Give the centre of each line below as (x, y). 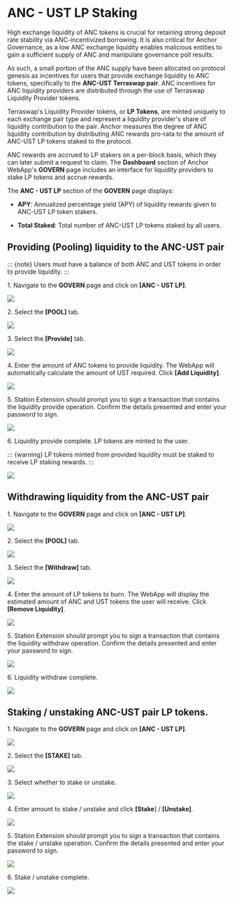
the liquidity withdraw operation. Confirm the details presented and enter (112, 643)
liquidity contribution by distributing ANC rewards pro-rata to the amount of (116, 134)
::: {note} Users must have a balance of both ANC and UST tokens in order (114, 264)
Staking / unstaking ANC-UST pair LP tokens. (108, 712)
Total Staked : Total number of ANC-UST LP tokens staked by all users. (119, 225)
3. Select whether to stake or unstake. (62, 783)
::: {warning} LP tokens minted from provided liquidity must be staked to (111, 454)
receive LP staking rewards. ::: (51, 462)
